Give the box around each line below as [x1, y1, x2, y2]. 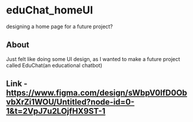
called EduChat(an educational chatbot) [6, 62, 103, 69]
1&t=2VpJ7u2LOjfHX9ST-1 [6, 106, 106, 116]
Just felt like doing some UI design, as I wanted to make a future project [6, 55, 181, 62]
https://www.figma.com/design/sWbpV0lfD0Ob [6, 88, 187, 98]
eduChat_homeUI [6, 4, 93, 17]
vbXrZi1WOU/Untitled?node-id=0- [6, 97, 135, 107]
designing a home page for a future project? [6, 23, 113, 30]
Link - [6, 79, 28, 89]
